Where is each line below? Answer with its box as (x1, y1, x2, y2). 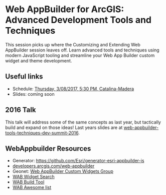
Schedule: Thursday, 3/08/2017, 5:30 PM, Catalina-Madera (12, 86, 134, 92)
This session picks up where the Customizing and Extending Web (5, 41, 140, 47)
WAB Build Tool (12, 179, 45, 185)
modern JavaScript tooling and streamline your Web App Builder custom (5, 52, 155, 58)
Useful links (5, 72, 44, 81)
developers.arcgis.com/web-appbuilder (12, 163, 95, 169)
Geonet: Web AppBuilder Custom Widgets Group (12, 168, 114, 174)
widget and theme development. (5, 57, 72, 63)
